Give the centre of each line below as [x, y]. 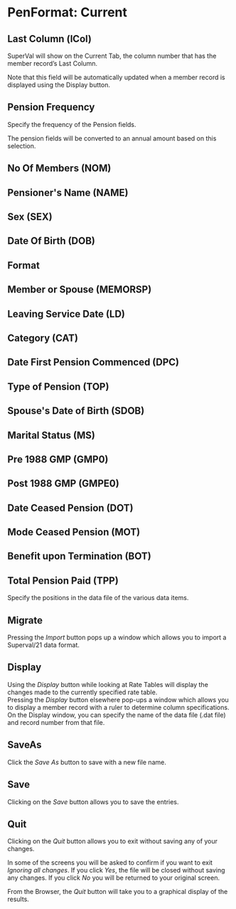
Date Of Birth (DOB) [52, 241]
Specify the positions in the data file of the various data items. [98, 598]
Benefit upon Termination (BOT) [79, 556]
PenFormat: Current [68, 12]
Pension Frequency [51, 107]
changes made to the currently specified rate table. [82, 692]
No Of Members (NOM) [59, 168]
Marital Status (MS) [52, 435]
